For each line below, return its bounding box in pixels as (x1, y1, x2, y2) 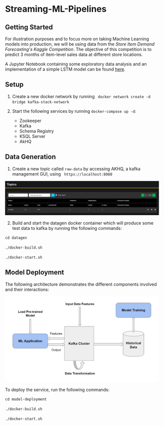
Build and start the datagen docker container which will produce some (12, 220, 154, 226)
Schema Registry (19, 128, 54, 134)
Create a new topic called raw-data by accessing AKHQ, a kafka (12, 166, 141, 172)
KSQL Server (19, 133, 46, 139)
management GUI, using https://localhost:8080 (12, 171, 113, 177)
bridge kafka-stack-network (12, 100, 69, 104)
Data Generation (5, 153, 56, 161)
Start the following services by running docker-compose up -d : (12, 108, 137, 114)
